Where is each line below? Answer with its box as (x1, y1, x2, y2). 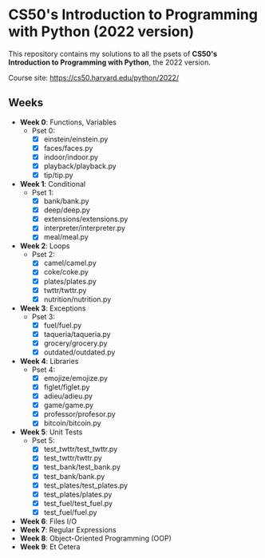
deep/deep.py (43, 205, 90, 215)
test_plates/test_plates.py (43, 481, 129, 490)
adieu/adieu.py (43, 391, 93, 401)
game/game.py (43, 401, 94, 410)
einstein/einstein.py (43, 134, 109, 144)
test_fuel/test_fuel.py (43, 498, 113, 508)
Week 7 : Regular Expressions (19, 524, 117, 534)
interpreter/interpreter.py (43, 224, 126, 233)
